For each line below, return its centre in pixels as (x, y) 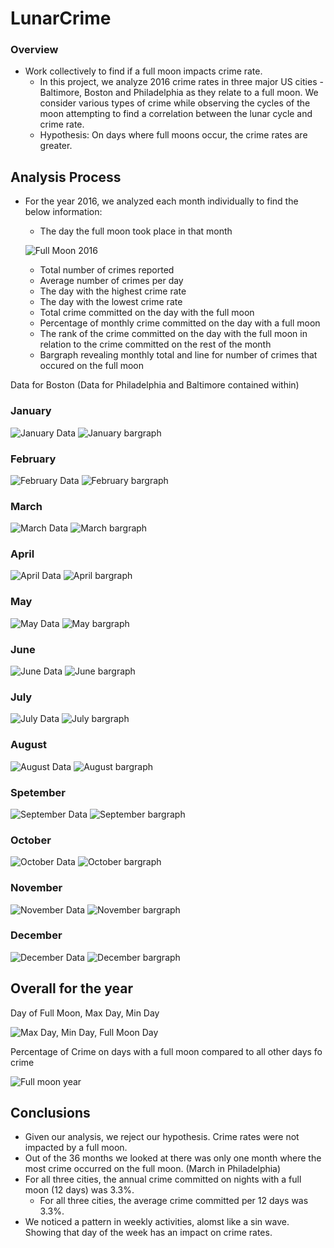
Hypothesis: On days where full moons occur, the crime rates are (173, 135)
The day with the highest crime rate (113, 291)
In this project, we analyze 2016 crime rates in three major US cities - (181, 82)
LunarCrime (61, 18)
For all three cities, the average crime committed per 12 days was (174, 1201)
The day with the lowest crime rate (111, 302)
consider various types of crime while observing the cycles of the (175, 103)
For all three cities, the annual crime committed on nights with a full (163, 1179)
